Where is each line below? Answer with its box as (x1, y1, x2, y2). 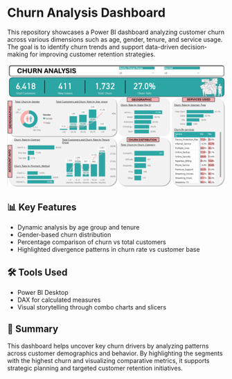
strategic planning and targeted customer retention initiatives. (7, 364, 184, 372)
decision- (179, 42, 208, 51)
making (7, 50, 29, 58)
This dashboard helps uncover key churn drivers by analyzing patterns (7, 341, 209, 350)
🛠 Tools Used (7, 266, 68, 278)
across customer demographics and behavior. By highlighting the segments (7, 349, 223, 357)
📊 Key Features (7, 201, 77, 213)
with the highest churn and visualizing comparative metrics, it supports (7, 356, 210, 364)
